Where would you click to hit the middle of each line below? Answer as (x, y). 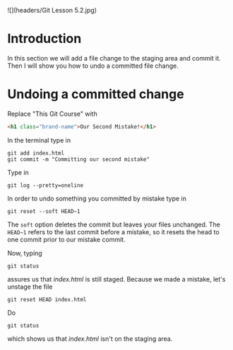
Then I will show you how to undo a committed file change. (93, 66)
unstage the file (30, 286)
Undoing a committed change (96, 94)
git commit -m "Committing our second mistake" (79, 159)
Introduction (44, 39)
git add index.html (36, 153)
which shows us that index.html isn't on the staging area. (90, 339)
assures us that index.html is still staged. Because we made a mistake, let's (116, 279)
